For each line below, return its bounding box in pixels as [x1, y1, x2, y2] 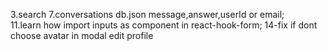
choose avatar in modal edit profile [10, 30, 154, 41]
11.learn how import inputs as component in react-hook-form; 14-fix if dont [10, 19, 318, 31]
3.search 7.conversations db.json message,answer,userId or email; [10, 9, 285, 20]
